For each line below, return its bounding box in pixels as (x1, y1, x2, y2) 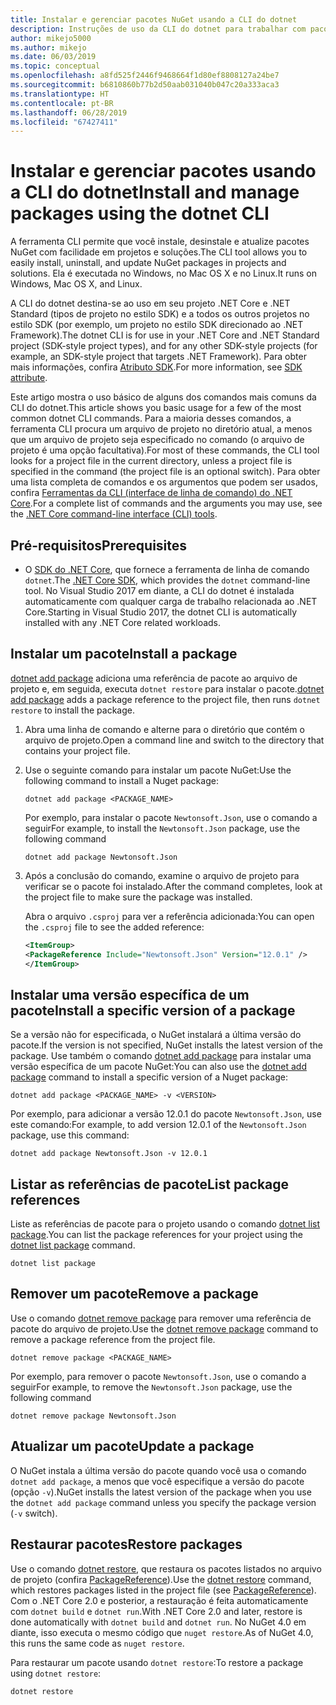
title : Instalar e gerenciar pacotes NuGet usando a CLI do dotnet (10, 14, 298, 25)
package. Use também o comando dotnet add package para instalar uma (10, 1050, 312, 1062)
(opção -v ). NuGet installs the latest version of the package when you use (10, 1486, 312, 1498)
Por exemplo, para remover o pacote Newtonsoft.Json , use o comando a (10, 1370, 307, 1382)
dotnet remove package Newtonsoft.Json (10, 1411, 177, 1421)
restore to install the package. (10, 704, 135, 716)
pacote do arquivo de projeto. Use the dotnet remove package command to (10, 1322, 319, 1335)
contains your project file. (24, 744, 131, 756)
